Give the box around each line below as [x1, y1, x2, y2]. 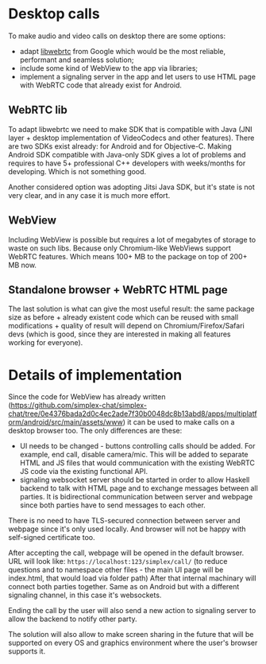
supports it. [8, 647, 46, 656]
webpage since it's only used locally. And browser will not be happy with [8, 524, 246, 534]
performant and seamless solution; [19, 55, 134, 64]
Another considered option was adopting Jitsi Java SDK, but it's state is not [8, 182, 256, 192]
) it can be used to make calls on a [122, 417, 235, 427]
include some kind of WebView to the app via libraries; [19, 63, 199, 72]
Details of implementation [8, 366, 183, 384]
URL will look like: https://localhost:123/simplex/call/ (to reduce [8, 557, 228, 566]
